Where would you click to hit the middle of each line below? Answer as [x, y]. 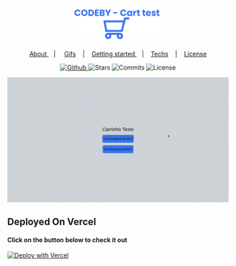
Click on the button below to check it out [67, 240]
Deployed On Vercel [52, 222]
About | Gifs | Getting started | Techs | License [118, 54]
